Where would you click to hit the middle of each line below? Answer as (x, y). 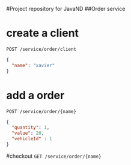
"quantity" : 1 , (31, 128)
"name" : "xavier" (33, 65)
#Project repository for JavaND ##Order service (66, 9)
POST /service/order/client (41, 49)
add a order (35, 95)
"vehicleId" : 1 (32, 139)
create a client (43, 33)
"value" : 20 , (28, 133)
